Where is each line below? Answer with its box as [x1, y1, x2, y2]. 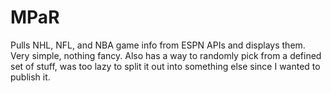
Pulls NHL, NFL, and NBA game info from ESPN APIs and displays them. [10, 39, 306, 51]
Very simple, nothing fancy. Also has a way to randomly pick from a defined [10, 49, 322, 61]
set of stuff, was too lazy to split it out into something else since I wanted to [10, 60, 321, 72]
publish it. [10, 71, 51, 83]
